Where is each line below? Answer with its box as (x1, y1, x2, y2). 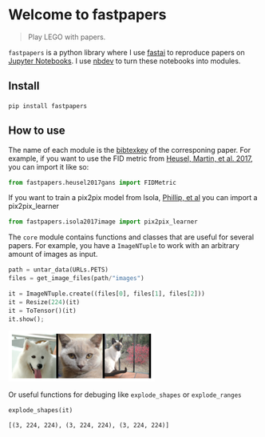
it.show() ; (8, 315, 45, 323)
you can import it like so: (8, 162, 89, 171)
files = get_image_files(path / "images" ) (8, 275, 145, 283)
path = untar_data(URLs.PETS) (8, 266, 109, 274)
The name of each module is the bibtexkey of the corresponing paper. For (8, 145, 251, 154)
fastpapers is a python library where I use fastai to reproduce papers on (8, 47, 245, 57)
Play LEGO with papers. (27, 32, 106, 42)
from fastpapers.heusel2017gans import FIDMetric (8, 178, 177, 186)
